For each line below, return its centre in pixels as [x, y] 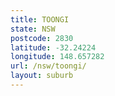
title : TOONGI [40, 19]
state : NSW [33, 29]
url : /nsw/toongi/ [48, 66]
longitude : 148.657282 [57, 57]
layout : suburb [42, 76]
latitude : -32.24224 [53, 47]
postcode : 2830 [42, 38]
